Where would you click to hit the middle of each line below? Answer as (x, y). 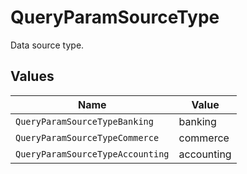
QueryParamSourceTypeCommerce (87, 137)
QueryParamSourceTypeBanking (84, 121)
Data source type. (47, 45)
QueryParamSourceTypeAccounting (92, 154)
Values (32, 76)
